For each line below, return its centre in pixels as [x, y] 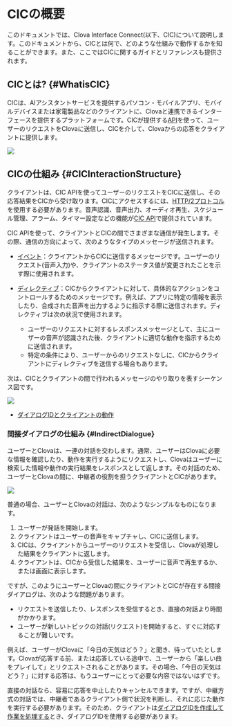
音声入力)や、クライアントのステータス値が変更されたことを [129, 264]
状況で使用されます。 [95, 314]
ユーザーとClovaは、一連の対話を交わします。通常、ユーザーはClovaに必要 [114, 450]
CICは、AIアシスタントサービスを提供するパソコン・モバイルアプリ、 [106, 102]
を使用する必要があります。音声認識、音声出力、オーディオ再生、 [100, 209]
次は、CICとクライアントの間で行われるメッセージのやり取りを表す [103, 378]
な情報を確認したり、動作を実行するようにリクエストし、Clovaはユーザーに [115, 459]
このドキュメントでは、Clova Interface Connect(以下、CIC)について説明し [113, 35]
